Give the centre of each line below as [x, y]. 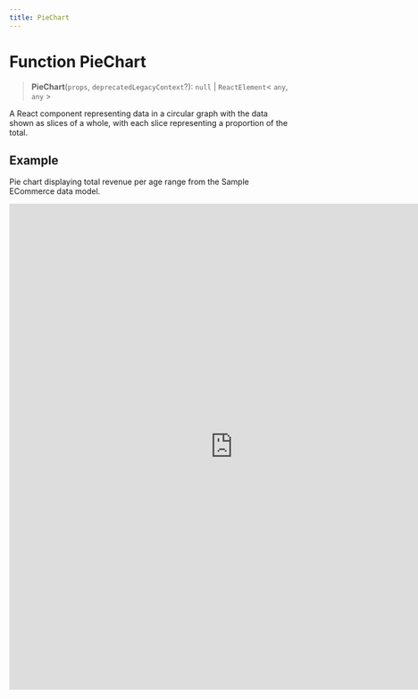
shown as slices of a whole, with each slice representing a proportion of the [149, 122]
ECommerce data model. [55, 191]
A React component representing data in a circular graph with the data [138, 114]
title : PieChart [39, 17]
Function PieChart [78, 61]
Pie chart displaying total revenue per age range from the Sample [130, 182]
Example [34, 160]
